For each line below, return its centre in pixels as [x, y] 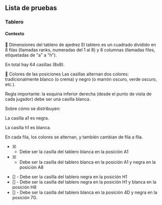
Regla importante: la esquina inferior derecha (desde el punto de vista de [78, 94]
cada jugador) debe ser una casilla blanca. [48, 99]
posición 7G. [25, 197]
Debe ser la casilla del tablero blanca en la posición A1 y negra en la [88, 162]
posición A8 [31, 167]
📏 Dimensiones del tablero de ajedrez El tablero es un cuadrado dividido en [81, 45]
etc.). [10, 84]
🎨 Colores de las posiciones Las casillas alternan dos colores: [67, 74]
